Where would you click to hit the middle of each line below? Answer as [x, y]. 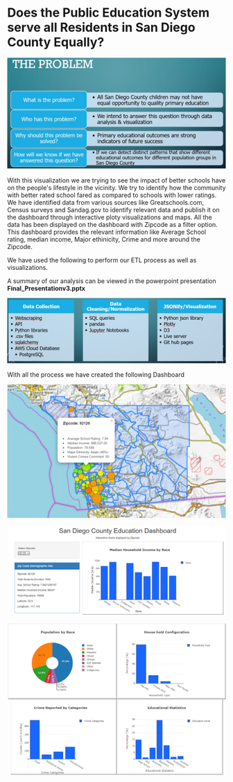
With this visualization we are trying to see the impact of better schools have [116, 180]
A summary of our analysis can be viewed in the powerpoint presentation [112, 281]
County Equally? [56, 42]
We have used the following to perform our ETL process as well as [102, 260]
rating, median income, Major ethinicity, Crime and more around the [104, 239]
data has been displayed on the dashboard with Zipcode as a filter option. [112, 224]
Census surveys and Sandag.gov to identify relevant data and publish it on [113, 210]
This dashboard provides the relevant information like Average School [107, 232]
